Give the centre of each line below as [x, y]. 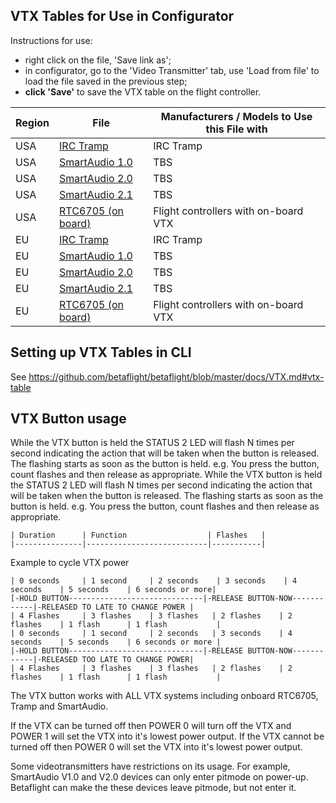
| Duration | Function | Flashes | [138, 535]
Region [32, 122]
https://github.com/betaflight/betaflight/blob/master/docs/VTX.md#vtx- [176, 376]
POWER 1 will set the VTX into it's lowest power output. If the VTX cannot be [167, 736]
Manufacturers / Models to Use [236, 116]
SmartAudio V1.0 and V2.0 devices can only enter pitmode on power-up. [159, 777]
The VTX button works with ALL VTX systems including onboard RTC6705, [164, 696]
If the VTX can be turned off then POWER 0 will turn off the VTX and [151, 726]
